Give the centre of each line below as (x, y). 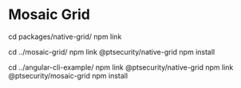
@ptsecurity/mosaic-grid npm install (68, 75)
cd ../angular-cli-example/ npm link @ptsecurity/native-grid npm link (121, 67)
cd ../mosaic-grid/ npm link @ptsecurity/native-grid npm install (112, 52)
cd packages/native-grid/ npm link (65, 36)
